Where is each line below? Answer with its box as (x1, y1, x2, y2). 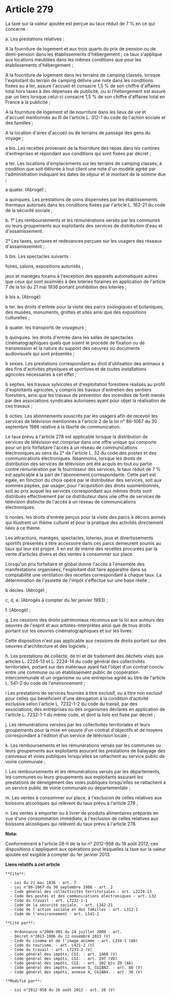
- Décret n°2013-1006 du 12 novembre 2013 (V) (10, 934, 111, 939)
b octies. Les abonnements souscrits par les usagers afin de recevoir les (5, 413, 158, 419)
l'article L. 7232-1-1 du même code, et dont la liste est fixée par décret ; (5, 711, 156, 718)
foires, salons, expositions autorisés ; (5, 263, 83, 269)
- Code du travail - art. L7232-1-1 (10, 898, 88, 903)
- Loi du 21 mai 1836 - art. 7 (10, 880, 77, 885)
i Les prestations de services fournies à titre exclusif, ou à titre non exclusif (5, 690, 163, 696)
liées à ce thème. (5, 525, 41, 531)
